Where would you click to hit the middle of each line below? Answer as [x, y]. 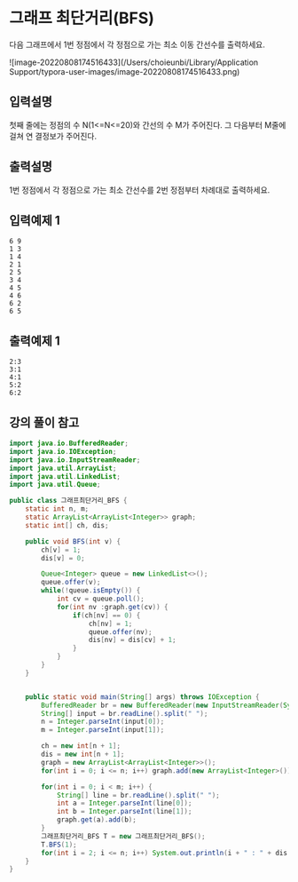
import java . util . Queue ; [55, 485]
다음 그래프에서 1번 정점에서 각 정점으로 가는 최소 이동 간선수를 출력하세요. [137, 44]
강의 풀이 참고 [44, 422]
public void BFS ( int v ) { [73, 541]
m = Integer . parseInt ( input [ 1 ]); [103, 730]
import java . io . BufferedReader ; [69, 443]
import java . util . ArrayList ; [63, 468]
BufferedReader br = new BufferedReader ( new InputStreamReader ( [162, 705]
